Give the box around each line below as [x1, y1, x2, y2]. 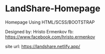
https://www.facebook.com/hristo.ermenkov [5, 34, 95, 40]
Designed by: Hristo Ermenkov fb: [5, 28, 74, 34]
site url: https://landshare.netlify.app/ [5, 43, 80, 49]
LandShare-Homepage [5, 3, 101, 14]
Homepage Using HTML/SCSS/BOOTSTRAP [5, 19, 95, 25]
